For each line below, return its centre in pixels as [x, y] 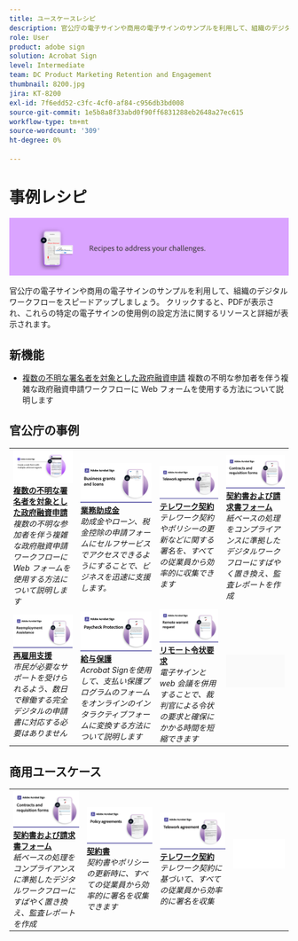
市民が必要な [36, 667]
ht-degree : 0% [35, 141]
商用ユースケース [55, 772]
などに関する [191, 540]
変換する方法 [120, 725]
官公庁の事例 [44, 431]
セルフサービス [123, 543]
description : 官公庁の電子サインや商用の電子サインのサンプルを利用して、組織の [141, 28]
